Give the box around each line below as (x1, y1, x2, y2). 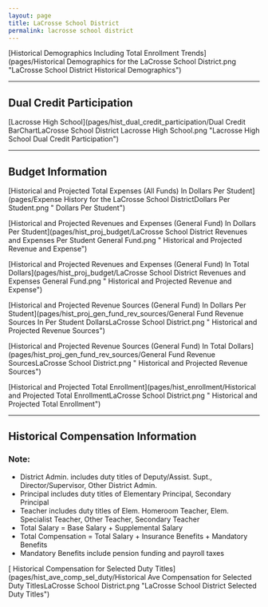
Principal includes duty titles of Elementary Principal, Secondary (19, 489, 231, 498)
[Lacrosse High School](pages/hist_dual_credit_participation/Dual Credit (8, 117, 246, 127)
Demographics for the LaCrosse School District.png (66, 57, 237, 66)
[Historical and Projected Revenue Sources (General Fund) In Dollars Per (8, 300, 246, 310)
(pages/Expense (8, 195, 62, 204)
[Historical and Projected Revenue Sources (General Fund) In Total (8, 341, 227, 351)
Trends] (180, 49, 207, 58)
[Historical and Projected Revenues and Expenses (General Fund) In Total (8, 260, 250, 268)
